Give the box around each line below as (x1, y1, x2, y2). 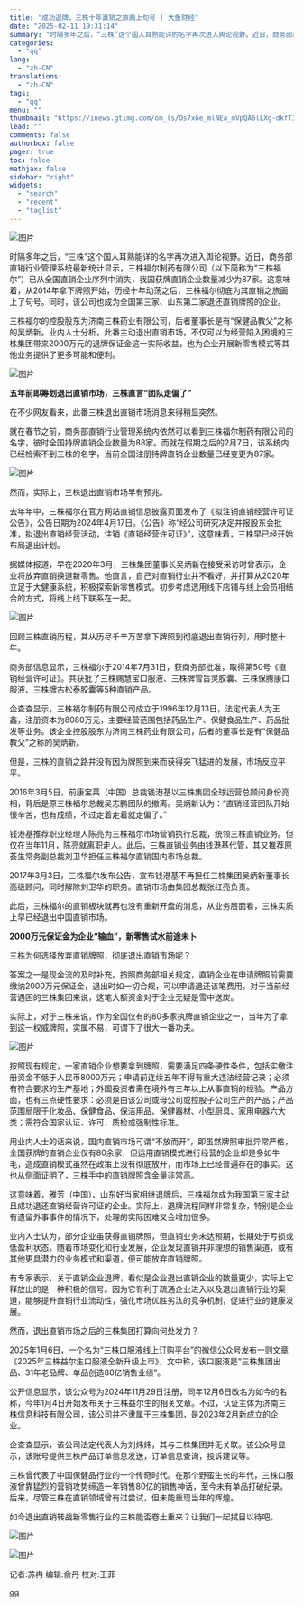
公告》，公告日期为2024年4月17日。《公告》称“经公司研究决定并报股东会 (9, 517, 275, 528)
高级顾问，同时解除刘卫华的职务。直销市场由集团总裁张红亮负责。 (9, 881, 254, 892)
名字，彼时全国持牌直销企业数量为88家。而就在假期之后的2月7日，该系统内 (9, 436, 289, 447)
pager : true (9, 147, 54, 156)
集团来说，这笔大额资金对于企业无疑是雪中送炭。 (56, 991, 239, 1002)
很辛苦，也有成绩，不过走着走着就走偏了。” (9, 809, 168, 820)
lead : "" (9, 123, 42, 132)
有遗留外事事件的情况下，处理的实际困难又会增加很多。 (9, 1211, 215, 1222)
